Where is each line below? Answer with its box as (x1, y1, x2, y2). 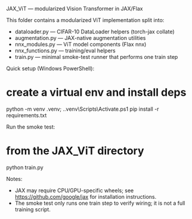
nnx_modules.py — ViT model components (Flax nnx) (14, 41, 147, 48)
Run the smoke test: (6, 123, 55, 130)
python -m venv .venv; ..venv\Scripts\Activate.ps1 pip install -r (6, 105, 159, 112)
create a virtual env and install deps (6, 86, 187, 99)
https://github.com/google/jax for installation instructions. (14, 193, 157, 200)
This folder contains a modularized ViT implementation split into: (6, 17, 165, 23)
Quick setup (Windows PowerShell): (6, 65, 94, 72)
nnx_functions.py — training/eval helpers (14, 47, 116, 54)
